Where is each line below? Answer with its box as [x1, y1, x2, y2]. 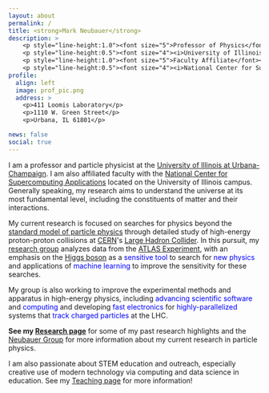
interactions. [8, 202, 50, 213]
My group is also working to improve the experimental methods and [8, 285, 231, 294]
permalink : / [8, 19, 52, 27]
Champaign [8, 168, 46, 178]
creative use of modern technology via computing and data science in [8, 367, 239, 377]
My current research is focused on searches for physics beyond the [8, 218, 232, 228]
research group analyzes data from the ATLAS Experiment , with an [8, 244, 228, 253]
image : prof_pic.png [15, 86, 84, 95]
